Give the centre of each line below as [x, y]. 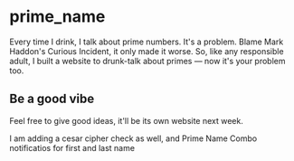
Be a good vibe [52, 99]
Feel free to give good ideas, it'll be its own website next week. [127, 120]
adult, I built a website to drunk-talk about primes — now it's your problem [148, 61]
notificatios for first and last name [72, 147]
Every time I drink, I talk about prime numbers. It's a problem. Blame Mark [147, 42]
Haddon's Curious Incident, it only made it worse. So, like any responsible [147, 51]
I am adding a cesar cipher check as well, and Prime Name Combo [133, 138]
